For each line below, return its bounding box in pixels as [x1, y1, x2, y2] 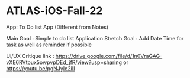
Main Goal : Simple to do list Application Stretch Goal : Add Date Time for [6, 35, 184, 42]
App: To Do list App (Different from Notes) [6, 23, 108, 30]
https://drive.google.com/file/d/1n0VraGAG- [55, 52, 163, 59]
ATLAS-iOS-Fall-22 [6, 4, 103, 18]
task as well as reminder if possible [6, 41, 92, 48]
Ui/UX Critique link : [6, 52, 54, 59]
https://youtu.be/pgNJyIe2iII [6, 65, 75, 72]
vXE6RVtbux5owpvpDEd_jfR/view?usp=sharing [6, 59, 123, 66]
